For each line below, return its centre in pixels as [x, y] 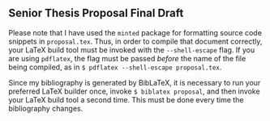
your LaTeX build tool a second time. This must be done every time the [126, 99]
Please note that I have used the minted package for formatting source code [135, 32]
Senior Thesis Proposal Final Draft [96, 13]
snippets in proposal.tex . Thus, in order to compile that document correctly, [135, 41]
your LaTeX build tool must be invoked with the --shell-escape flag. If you [132, 50]
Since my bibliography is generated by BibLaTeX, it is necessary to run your [135, 82]
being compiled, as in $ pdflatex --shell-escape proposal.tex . [115, 67]
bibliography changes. [46, 108]
